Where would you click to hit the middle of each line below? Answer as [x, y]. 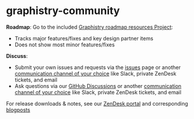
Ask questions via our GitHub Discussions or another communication [98, 86]
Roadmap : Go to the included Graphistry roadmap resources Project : [90, 27]
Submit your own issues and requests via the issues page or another [98, 67]
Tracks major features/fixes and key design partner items [84, 38]
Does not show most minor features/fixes [65, 45]
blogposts [18, 110]
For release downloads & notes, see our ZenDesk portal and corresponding [97, 103]
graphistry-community [63, 11]
